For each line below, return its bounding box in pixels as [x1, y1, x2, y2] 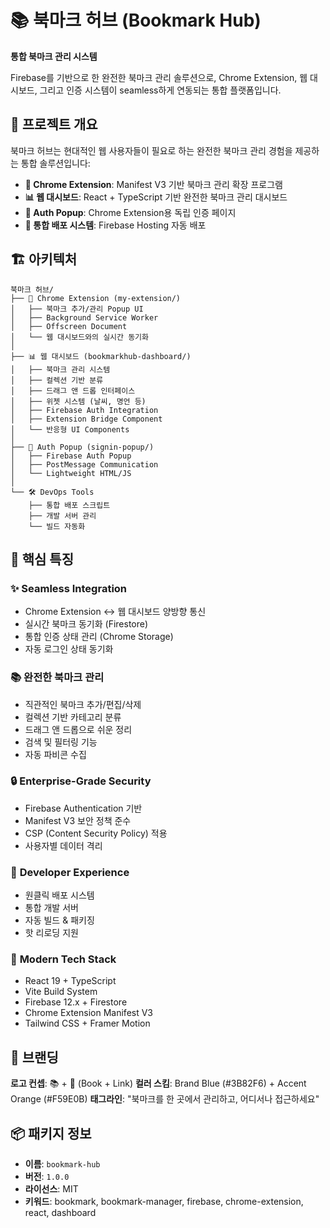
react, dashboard [24, 1207, 97, 1219]
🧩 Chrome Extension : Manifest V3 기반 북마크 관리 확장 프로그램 [24, 178, 283, 190]
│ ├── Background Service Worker [10, 312, 159, 323]
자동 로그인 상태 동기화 [24, 643, 114, 655]
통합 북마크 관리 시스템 [10, 50, 98, 62]
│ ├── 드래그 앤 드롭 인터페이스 [10, 386, 136, 396]
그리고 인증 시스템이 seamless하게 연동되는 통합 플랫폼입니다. [39, 84, 282, 96]
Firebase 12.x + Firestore [24, 996, 128, 1008]
